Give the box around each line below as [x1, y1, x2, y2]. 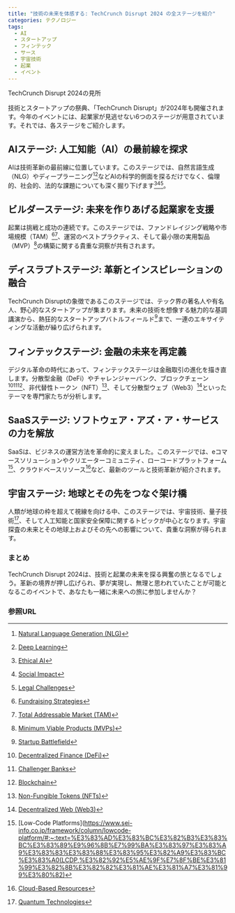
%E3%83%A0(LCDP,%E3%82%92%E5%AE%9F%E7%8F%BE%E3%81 [17, 856, 226, 864]
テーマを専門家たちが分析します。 [8, 392, 105, 400]
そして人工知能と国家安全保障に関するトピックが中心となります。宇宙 [24, 516, 226, 524]
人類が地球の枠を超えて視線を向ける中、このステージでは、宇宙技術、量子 [8, 507, 222, 515]
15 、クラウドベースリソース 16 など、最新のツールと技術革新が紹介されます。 [8, 463, 225, 473]
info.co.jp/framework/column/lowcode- [17, 826, 132, 835]
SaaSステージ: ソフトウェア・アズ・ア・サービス [8, 415, 219, 426]
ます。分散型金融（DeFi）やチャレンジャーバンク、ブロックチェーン [13, 374, 209, 383]
